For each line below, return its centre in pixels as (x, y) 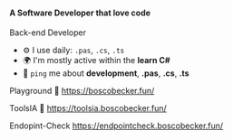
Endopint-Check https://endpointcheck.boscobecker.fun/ (116, 126)
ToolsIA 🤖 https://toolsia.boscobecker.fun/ (88, 108)
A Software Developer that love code (80, 13)
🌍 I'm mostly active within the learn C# (96, 61)
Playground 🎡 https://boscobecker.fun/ (82, 91)
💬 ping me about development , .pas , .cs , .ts (106, 73)
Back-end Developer (48, 33)
